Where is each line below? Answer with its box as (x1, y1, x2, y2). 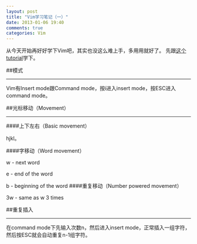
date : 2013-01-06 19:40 (6, 19, 64, 25)
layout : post (6, 8, 38, 15)
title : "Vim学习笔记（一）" (6, 14, 69, 20)
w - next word (6, 159, 40, 166)
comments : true (6, 25, 43, 31)
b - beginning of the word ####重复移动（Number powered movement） (6, 183, 182, 190)
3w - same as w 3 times (6, 194, 64, 201)
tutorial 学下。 (6, 54, 39, 61)
